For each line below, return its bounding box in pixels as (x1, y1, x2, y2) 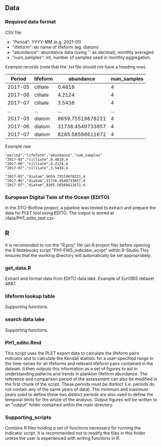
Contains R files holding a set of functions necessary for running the (5, 425, 141, 431)
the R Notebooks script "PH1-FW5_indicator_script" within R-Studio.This (5, 247, 149, 253)
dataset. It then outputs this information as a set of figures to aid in (5, 365, 138, 371)
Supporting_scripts (5, 414, 52, 421)
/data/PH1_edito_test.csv (5, 215, 54, 221)
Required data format (5, 18, 57, 25)
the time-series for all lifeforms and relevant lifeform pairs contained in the (5, 360, 153, 366)
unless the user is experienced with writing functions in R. (5, 435, 120, 441)
